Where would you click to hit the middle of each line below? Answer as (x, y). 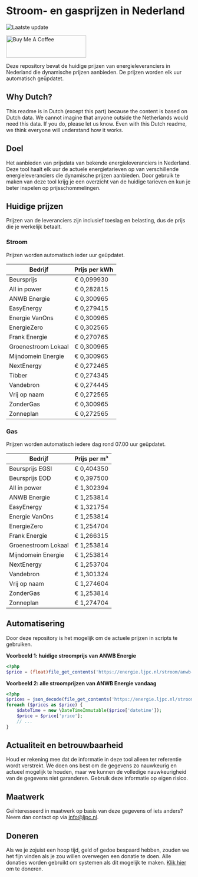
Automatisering (35, 624)
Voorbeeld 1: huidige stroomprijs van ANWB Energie (71, 655)
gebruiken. (19, 644)
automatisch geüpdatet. (35, 78)
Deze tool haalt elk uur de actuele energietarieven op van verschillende (93, 169)
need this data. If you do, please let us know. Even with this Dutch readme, (97, 124)
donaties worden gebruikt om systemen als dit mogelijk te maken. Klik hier (96, 863)
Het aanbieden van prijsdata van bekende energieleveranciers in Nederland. (99, 163)
